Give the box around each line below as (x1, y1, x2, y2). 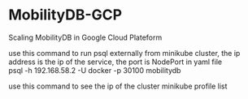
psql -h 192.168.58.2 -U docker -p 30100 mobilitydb (8, 65, 181, 75)
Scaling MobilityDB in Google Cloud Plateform (8, 32, 163, 42)
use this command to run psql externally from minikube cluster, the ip (8, 48, 241, 58)
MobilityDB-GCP (8, 6, 123, 24)
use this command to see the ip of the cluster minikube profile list (8, 81, 228, 91)
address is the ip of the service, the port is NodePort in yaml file (8, 57, 222, 67)
